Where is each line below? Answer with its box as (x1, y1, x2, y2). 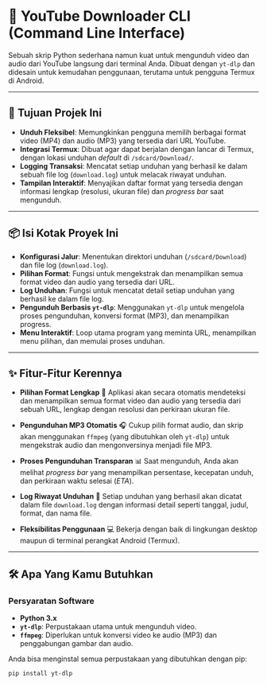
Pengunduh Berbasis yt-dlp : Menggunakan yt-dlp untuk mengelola (19, 302, 245, 312)
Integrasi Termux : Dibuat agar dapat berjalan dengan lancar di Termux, (19, 144, 254, 154)
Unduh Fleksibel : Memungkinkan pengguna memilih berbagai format (19, 127, 246, 137)
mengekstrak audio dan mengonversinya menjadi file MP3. (19, 441, 212, 450)
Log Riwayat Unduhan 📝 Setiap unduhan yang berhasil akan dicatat (19, 492, 242, 501)
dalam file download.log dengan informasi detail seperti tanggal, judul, (19, 500, 249, 510)
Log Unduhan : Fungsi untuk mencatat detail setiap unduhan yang (19, 286, 235, 295)
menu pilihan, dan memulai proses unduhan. (19, 336, 165, 345)
